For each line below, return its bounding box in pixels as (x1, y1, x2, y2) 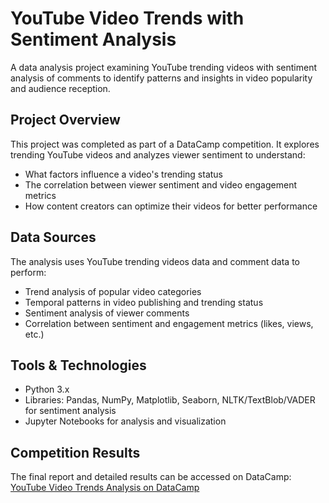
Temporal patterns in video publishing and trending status (24, 296, 264, 308)
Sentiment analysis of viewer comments (24, 307, 190, 319)
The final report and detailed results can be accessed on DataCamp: (10, 471, 292, 483)
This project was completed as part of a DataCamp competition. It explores (10, 138, 320, 150)
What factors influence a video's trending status (24, 168, 224, 180)
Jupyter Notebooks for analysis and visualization (24, 415, 227, 427)
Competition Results (10, 444, 141, 461)
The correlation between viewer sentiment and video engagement (24, 178, 298, 191)
